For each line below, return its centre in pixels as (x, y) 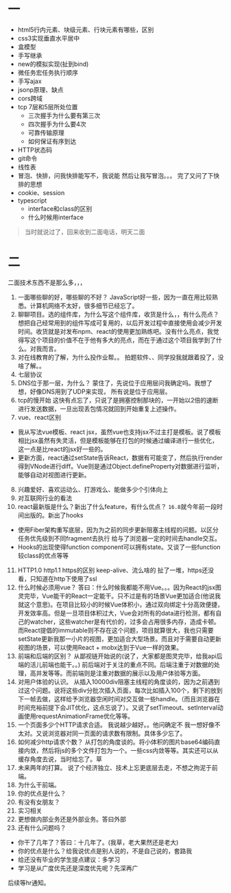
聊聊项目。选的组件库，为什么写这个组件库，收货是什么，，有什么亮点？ (118, 314)
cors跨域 (30, 98)
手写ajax (29, 81)
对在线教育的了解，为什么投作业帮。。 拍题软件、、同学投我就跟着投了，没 (121, 357)
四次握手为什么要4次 (57, 124)
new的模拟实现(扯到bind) (53, 64)
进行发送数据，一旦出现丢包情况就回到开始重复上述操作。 (99, 409)
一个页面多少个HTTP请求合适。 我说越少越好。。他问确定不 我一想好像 (116, 725)
